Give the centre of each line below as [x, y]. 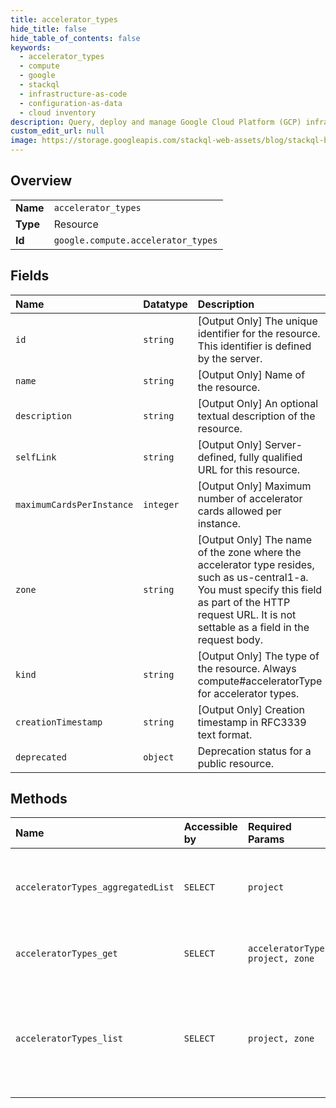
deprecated [41, 757]
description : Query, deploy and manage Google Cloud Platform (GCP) [156, 122]
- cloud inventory [58, 112]
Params [266, 839]
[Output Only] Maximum [254, 486]
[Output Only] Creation [251, 709]
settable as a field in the [253, 627]
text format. [225, 734]
